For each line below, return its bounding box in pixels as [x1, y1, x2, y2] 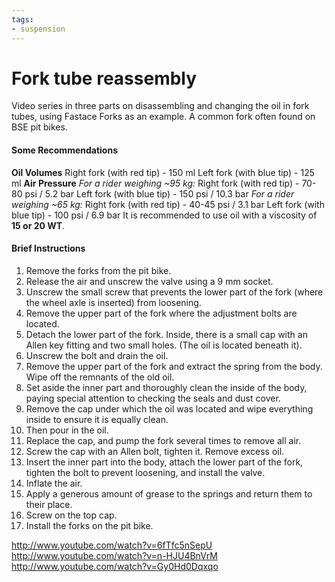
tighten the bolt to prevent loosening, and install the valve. [25, 466, 266, 478]
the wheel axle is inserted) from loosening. [25, 296, 202, 308]
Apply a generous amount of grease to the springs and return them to [25, 487, 313, 500]
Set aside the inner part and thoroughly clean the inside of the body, [25, 381, 308, 393]
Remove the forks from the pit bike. [25, 264, 172, 276]
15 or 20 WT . [11, 219, 66, 231]
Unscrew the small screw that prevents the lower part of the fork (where [25, 286, 324, 298]
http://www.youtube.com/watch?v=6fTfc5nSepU [11, 539, 213, 551]
